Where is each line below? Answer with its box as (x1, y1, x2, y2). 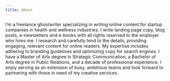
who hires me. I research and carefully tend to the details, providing (5, 37, 147, 44)
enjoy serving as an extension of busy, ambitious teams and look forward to (5, 64, 164, 70)
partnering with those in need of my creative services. (5, 69, 118, 76)
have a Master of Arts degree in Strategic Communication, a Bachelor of (5, 54, 156, 60)
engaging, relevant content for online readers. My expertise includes (5, 43, 149, 49)
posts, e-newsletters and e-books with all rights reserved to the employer (5, 32, 159, 38)
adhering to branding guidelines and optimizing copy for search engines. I (5, 48, 160, 54)
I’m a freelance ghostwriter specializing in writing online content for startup (5, 21, 162, 27)
